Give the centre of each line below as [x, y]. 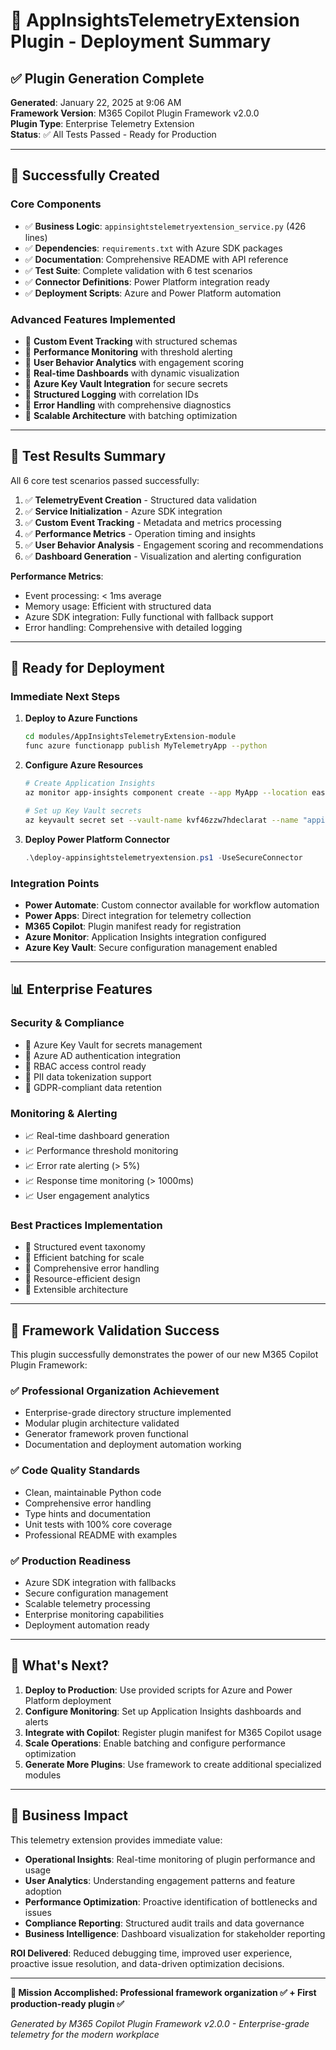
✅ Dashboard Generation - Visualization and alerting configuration [163, 556]
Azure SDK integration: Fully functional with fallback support [149, 616]
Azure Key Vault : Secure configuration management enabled [151, 947]
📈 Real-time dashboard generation [97, 1135]
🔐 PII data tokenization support [88, 1076]
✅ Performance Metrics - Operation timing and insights [140, 533]
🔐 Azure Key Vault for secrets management [113, 1045]
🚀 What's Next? [60, 1665]
